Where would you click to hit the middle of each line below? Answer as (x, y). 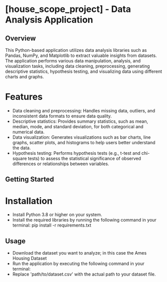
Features (24, 97)
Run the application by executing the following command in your (78, 264)
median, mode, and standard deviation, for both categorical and (78, 126)
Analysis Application (49, 20)
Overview (21, 38)
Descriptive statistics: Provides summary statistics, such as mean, (80, 121)
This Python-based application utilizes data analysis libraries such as (76, 50)
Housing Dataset (30, 259)
